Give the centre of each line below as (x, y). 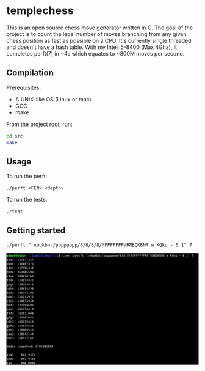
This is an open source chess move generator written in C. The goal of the (100, 28)
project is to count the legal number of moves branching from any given (97, 34)
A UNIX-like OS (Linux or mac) (53, 99)
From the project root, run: (39, 124)
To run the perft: (27, 176)
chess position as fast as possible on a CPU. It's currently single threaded (99, 40)
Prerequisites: (24, 87)
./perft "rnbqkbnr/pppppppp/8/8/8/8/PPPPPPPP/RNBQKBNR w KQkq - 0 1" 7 (99, 245)
